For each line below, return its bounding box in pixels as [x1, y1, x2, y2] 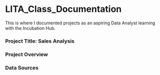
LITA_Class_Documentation [5, 3, 122, 15]
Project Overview [5, 51, 48, 58]
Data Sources [5, 64, 39, 71]
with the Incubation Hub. [5, 25, 56, 31]
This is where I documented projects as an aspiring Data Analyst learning [5, 20, 156, 26]
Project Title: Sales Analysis [5, 37, 75, 44]
